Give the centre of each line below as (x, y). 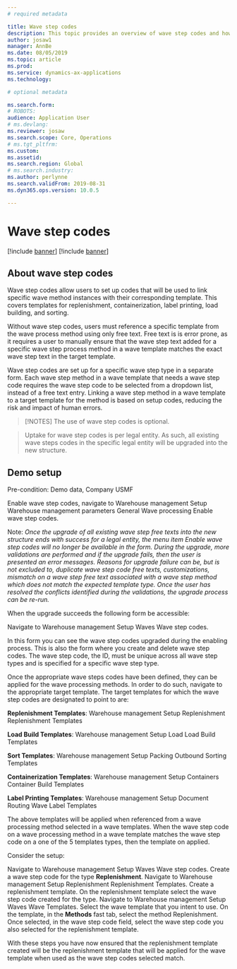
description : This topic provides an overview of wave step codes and (113, 33)
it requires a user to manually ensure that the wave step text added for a (112, 342)
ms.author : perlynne (38, 178)
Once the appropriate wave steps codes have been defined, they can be (112, 677)
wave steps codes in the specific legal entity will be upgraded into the (126, 443)
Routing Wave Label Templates (52, 806)
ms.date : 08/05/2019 (38, 53)
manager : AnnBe (30, 47)
